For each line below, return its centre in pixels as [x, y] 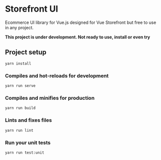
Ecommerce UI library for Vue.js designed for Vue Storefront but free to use [81, 22]
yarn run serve [20, 86]
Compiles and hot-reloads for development [57, 75]
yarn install [18, 63]
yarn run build [20, 108]
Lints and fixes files [29, 120]
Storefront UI [32, 9]
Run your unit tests [28, 142]
